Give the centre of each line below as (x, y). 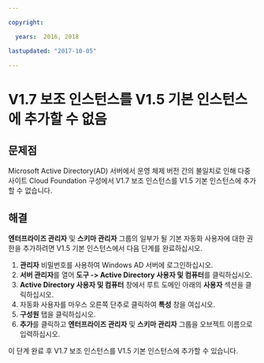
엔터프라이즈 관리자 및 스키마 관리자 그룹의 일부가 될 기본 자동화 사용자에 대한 (127, 238)
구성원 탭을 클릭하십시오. (58, 314)
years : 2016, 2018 (47, 36)
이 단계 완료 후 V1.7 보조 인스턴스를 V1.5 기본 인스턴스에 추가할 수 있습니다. (123, 351)
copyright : (26, 22)
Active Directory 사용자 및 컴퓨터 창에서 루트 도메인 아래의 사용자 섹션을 (132, 285)
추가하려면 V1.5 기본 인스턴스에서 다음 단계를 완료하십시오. (112, 249)
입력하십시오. (40, 334)
